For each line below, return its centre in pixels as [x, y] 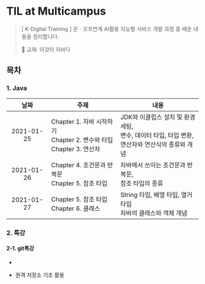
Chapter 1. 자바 [73, 121]
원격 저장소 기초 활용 [40, 275]
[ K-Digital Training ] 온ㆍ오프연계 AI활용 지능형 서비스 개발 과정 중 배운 [106, 29]
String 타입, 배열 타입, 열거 [156, 194]
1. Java [17, 88]
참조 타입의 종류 [142, 183]
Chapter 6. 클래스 [76, 208]
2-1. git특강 [20, 249]
